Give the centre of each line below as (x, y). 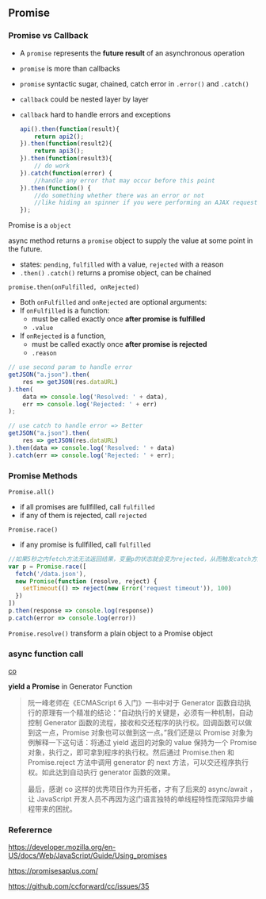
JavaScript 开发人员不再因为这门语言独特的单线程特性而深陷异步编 (145, 799)
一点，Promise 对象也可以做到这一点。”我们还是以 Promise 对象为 (147, 732)
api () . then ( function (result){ (70, 129)
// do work (52, 166)
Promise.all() (32, 492)
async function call (46, 654)
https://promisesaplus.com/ (53, 871)
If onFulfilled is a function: (65, 311)
